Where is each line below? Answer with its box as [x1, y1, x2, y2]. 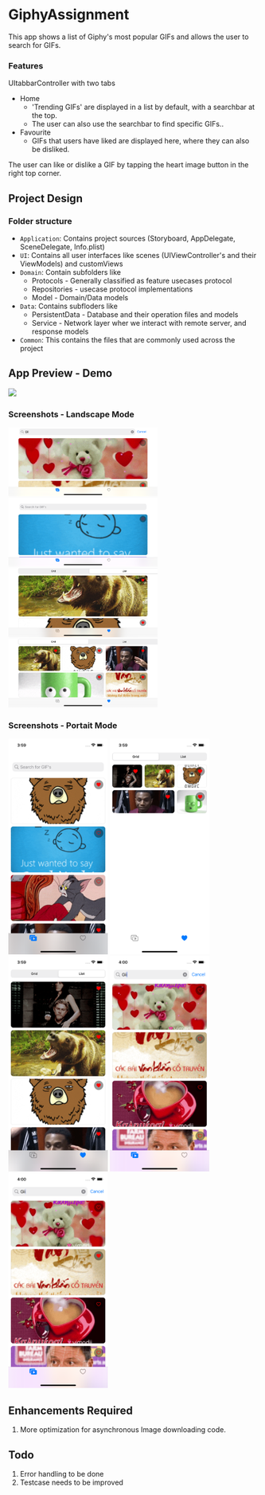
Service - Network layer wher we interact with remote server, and [31, 318, 247, 327]
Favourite [19, 127, 52, 137]
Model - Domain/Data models [31, 292, 129, 302]
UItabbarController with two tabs [8, 78, 115, 88]
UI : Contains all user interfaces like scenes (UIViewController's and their [19, 250, 257, 260]
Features [8, 60, 44, 71]
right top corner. [8, 169, 62, 178]
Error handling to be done [19, 1470, 104, 1479]
